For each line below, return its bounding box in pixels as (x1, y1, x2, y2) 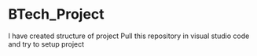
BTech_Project (8, 5, 105, 23)
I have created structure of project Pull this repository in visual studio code (8, 31, 250, 40)
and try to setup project (8, 39, 85, 48)
